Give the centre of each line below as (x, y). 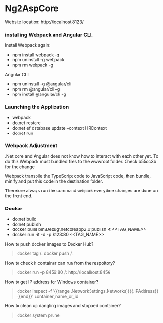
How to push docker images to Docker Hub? (49, 244)
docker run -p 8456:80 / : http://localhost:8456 (64, 272)
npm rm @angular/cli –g (36, 89)
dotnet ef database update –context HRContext (59, 128)
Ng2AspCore (32, 9)
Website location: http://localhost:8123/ (45, 22)
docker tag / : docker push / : (45, 253)
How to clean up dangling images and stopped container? (63, 306)
